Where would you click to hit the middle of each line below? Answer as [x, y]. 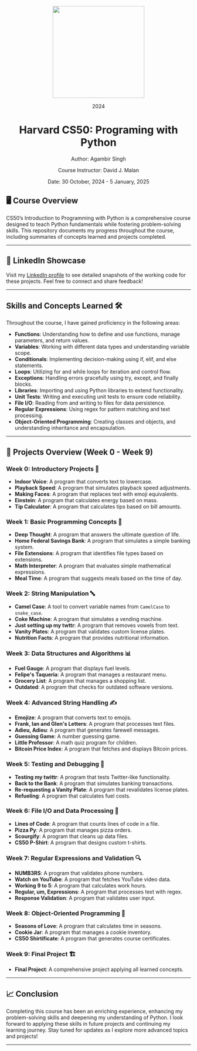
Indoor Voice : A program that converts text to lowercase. [84, 482]
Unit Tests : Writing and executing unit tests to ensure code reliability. [98, 397]
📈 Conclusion [32, 994]
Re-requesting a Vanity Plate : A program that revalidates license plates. [102, 789]
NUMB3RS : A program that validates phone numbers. [79, 873]
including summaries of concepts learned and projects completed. [86, 236]
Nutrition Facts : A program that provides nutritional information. [92, 638]
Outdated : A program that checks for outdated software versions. [94, 687]
